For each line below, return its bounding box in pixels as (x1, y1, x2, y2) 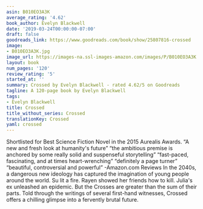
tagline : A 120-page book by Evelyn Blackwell (6, 88, 126, 94)
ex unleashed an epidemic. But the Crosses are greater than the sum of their (6, 183, 197, 191)
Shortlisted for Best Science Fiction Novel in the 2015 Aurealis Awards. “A (6, 138, 190, 145)
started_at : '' (6, 76, 45, 82)
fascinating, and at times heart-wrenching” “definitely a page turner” (6, 158, 178, 165)
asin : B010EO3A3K (6, 8, 50, 15)
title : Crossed (6, 104, 45, 111)
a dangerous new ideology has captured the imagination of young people (6, 170, 190, 177)
